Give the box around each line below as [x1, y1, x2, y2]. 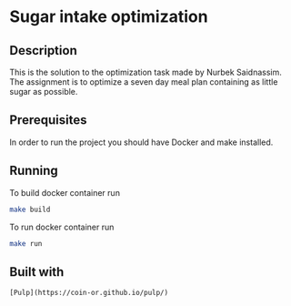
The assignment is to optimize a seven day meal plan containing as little [9, 76, 278, 87]
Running [9, 163, 59, 178]
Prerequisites [9, 112, 87, 128]
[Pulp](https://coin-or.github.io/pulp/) [9, 289, 169, 298]
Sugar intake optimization [9, 6, 208, 27]
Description [9, 43, 77, 58]
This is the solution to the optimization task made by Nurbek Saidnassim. [9, 66, 282, 77]
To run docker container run [9, 221, 115, 232]
